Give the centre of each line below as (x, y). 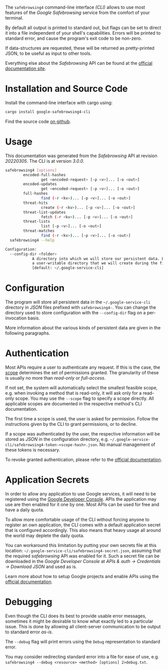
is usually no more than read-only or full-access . (55, 378)
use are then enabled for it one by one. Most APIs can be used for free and (82, 504)
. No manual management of (126, 444)
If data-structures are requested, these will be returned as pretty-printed (80, 48)
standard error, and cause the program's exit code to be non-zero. (73, 38)
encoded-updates (40, 184)
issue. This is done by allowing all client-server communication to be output (83, 626)
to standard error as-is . (29, 632)
